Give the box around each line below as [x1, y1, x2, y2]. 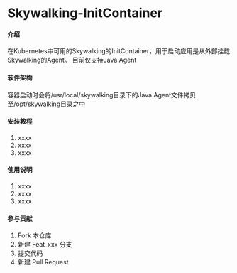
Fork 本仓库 [17, 231, 52, 240]
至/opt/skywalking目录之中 [7, 100, 86, 108]
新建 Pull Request [17, 258, 69, 267]
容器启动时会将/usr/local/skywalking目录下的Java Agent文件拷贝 [7, 90, 197, 99]
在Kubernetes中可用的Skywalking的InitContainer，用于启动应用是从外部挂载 [7, 47, 231, 55]
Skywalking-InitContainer [7, 5, 163, 21]
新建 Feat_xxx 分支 [17, 240, 72, 249]
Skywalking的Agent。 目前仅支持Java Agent [7, 55, 137, 65]
